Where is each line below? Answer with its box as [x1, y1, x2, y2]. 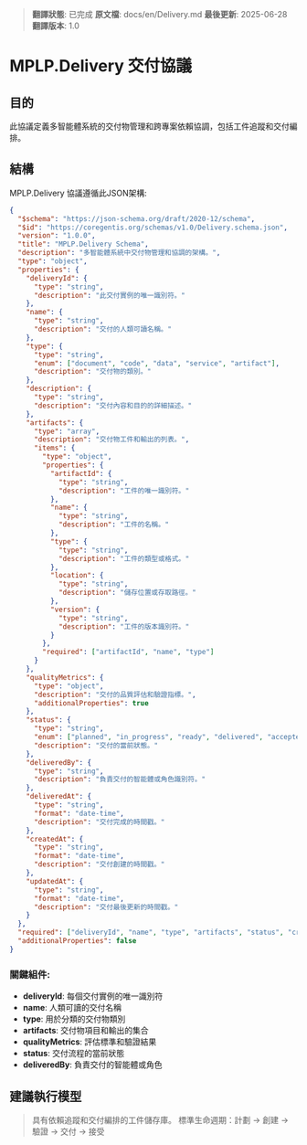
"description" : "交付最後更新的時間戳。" [33, 902, 179, 912]
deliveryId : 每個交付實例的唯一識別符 [22, 991, 164, 1002]
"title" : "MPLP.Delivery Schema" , [17, 239, 149, 249]
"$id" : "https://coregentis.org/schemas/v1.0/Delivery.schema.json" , [17, 223, 288, 232]
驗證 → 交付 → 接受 [31, 1126, 105, 1137]
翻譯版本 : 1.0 [31, 20, 79, 31]
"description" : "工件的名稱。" [58, 520, 169, 529]
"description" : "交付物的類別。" [33, 367, 152, 376]
